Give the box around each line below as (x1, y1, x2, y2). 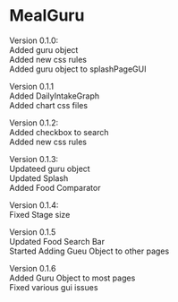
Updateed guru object (9, 163, 91, 174)
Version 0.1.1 (9, 81, 55, 91)
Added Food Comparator (9, 182, 101, 193)
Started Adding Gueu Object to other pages (9, 246, 170, 256)
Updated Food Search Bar (9, 236, 106, 246)
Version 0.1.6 (9, 263, 56, 273)
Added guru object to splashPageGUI (9, 64, 147, 74)
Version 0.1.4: (9, 199, 59, 211)
